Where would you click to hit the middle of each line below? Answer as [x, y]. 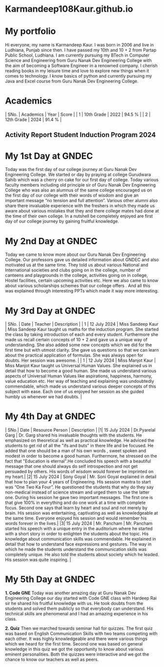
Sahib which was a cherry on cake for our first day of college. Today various [82, 180]
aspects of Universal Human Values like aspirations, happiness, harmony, [79, 376]
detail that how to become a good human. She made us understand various [81, 371]
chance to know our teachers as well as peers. [52, 660]
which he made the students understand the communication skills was [76, 549]
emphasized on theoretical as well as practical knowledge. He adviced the [80, 440]
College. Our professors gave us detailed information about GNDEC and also [82, 260]
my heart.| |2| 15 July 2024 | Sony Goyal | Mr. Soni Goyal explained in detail [81, 477]
